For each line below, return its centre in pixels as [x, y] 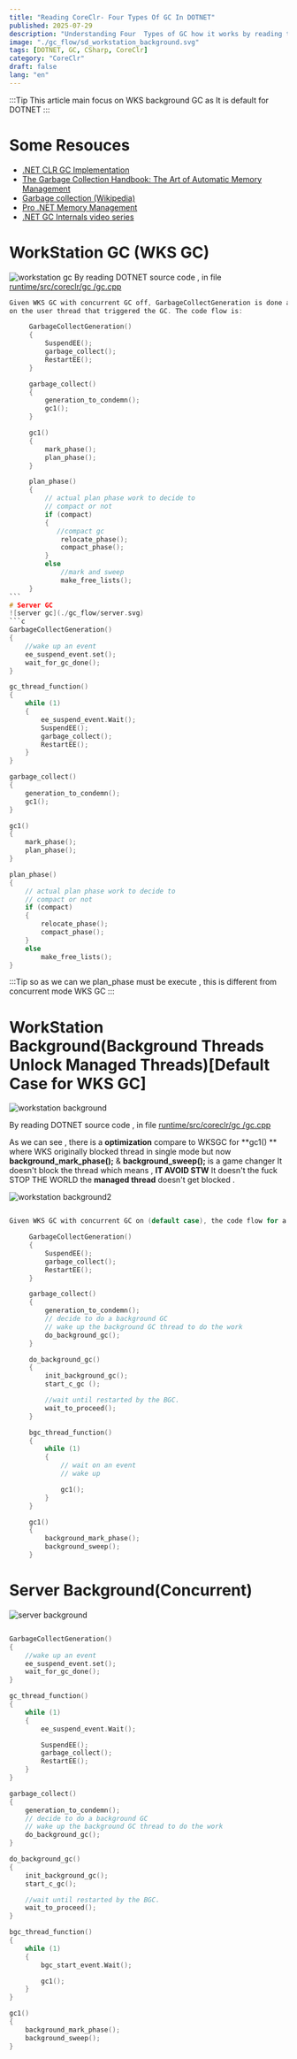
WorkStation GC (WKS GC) [110, 252]
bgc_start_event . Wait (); [87, 1965]
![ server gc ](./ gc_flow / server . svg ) [76, 613]
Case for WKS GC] [78, 1083]
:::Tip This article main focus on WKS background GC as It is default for [139, 100]
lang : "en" [29, 75]
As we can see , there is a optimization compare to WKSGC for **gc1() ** [143, 1142]
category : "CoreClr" [47, 58]
